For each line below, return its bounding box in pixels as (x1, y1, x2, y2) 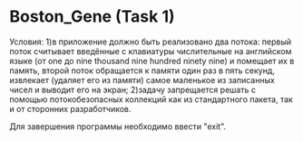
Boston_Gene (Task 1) (9, 6, 175, 27)
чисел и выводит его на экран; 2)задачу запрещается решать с (9, 84, 257, 95)
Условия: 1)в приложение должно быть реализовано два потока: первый (9, 36, 292, 47)
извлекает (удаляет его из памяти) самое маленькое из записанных (9, 74, 275, 85)
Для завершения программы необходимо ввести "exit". (9, 120, 227, 132)
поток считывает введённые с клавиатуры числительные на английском (9, 45, 292, 56)
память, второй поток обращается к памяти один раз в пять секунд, (9, 65, 275, 76)
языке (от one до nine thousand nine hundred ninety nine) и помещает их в (9, 55, 295, 66)
